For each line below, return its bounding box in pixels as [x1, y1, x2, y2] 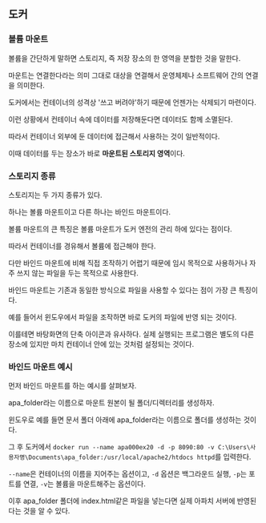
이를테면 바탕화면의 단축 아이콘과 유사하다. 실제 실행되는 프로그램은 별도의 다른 [8, 329, 255, 339]
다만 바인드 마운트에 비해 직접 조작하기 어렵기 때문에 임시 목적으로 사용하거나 [8, 258, 248, 268]
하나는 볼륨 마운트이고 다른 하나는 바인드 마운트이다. [8, 207, 171, 216]
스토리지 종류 [8, 171, 56, 182]
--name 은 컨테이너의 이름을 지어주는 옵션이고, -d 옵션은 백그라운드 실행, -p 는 [8, 469, 247, 479]
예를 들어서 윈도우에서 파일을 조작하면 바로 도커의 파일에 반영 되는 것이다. [8, 312, 237, 322]
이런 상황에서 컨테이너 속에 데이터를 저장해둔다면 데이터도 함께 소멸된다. [8, 115, 233, 124]
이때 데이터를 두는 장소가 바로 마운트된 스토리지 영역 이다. [8, 148, 186, 158]
